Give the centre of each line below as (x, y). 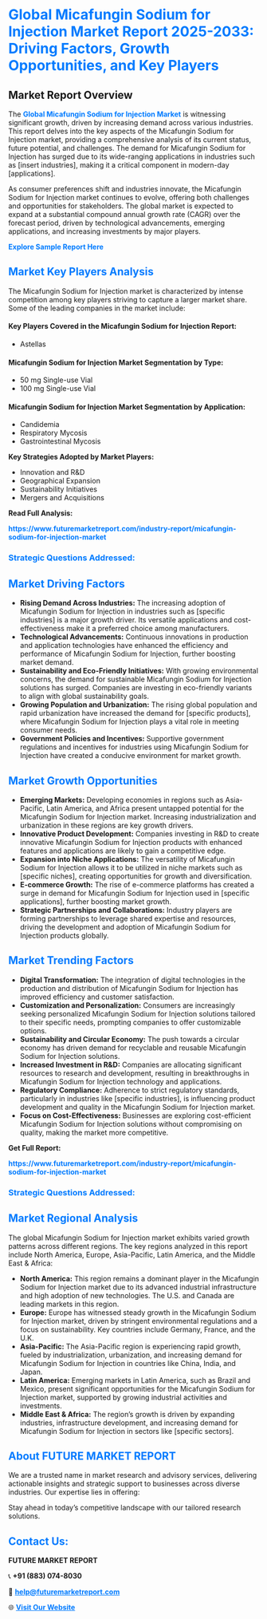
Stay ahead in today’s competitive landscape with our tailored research (125, 1508)
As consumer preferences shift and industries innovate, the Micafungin (125, 189)
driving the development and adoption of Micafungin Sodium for (125, 926)
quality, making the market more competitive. (94, 1132)
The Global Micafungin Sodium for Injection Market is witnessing (117, 114)
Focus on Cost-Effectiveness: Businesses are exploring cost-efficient (135, 1116)
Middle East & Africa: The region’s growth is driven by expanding (127, 1414)
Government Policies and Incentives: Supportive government (122, 739)
